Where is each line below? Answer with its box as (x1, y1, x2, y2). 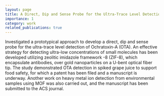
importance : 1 (5, 16, 34, 21)
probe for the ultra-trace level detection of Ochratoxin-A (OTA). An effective (5, 44, 158, 50)
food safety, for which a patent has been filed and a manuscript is (5, 70, 138, 76)
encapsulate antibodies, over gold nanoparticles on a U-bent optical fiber (5, 60, 153, 66)
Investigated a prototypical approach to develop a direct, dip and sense (5, 39, 149, 45)
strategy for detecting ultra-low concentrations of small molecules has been (5, 49, 158, 55)
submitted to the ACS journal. (5, 86, 64, 92)
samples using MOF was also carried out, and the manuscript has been (5, 80, 148, 86)
